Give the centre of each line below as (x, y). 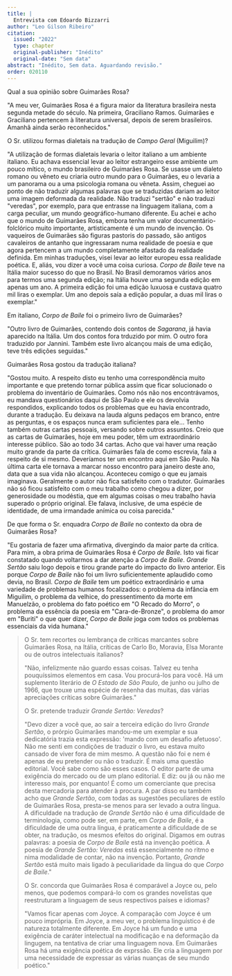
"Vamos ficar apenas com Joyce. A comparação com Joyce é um (117, 913)
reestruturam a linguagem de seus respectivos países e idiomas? (117, 900)
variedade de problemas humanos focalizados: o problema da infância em (113, 589)
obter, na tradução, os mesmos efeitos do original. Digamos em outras (124, 835)
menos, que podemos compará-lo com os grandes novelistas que (118, 893)
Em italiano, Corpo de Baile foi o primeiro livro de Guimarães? (95, 315)
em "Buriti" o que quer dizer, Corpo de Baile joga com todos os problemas (113, 618)
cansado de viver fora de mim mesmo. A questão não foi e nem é (117, 754)
